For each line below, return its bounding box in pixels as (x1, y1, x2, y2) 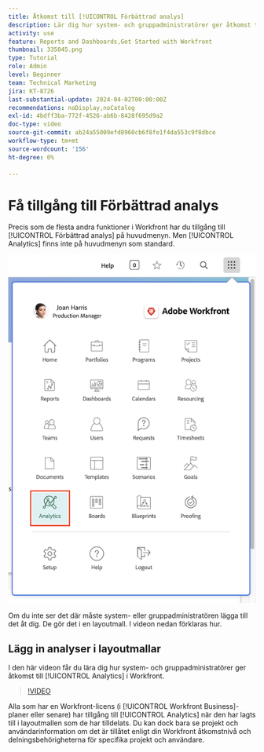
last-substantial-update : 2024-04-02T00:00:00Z (8, 95, 167, 104)
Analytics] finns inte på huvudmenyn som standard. (8, 239, 175, 249)
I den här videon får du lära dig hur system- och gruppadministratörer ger (8, 663, 247, 672)
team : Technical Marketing (8, 78, 97, 86)
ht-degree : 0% (8, 153, 55, 161)
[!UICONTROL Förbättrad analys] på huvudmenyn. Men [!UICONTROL (8, 231, 234, 240)
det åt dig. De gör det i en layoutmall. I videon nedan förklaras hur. (8, 619, 222, 629)
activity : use (8, 29, 55, 37)
